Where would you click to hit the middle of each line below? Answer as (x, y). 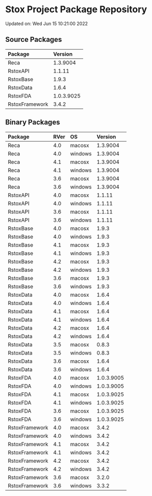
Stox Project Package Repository (76, 9)
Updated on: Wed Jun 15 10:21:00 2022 (47, 23)
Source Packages (34, 40)
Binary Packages (33, 122)
